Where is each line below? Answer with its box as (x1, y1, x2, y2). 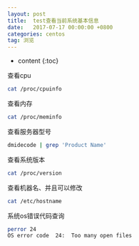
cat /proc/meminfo (7, 113, 62, 121)
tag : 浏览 (7, 37, 34, 44)
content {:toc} (17, 56, 59, 65)
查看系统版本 (7, 155, 45, 164)
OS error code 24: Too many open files (7, 232, 133, 240)
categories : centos (7, 30, 66, 38)
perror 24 (7, 225, 37, 232)
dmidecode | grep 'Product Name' (7, 141, 107, 148)
